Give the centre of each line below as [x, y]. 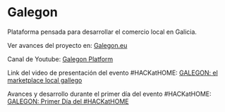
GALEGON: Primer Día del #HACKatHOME [68, 101]
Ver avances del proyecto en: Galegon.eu [67, 45]
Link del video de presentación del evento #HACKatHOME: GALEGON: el [113, 73]
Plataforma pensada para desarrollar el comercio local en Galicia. [102, 32]
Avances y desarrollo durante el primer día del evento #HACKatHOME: [109, 94]
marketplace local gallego [45, 80]
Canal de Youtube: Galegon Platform [60, 59]
